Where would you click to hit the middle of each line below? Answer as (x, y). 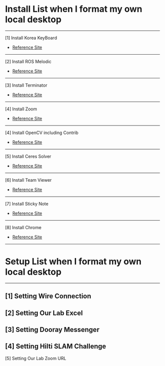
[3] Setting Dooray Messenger (52, 330)
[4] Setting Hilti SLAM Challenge (56, 347)
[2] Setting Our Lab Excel (44, 313)
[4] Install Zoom (21, 109)
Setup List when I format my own (73, 262)
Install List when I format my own (74, 9)
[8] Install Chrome (23, 227)
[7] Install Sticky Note (27, 203)
